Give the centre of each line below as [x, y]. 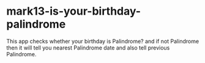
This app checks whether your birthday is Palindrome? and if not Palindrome [103, 41]
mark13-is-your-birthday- [74, 11]
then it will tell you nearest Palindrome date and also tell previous [88, 48]
